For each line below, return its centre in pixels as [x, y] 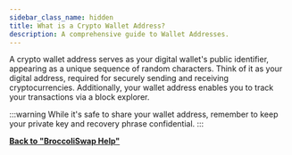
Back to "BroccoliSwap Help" [65, 141]
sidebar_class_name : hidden [62, 17]
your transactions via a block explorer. [79, 97]
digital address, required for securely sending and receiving [119, 78]
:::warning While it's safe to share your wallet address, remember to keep [144, 114]
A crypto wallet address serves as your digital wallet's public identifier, [139, 60]
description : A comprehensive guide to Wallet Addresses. [119, 34]
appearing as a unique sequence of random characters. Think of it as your [146, 69]
